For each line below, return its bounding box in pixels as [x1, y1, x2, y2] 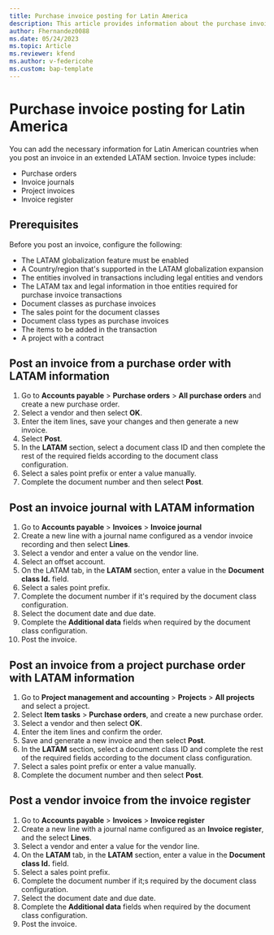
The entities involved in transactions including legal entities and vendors [20, 272, 263, 282]
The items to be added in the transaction [20, 324, 158, 334]
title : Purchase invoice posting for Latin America [9, 11, 188, 20]
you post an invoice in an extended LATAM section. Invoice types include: [9, 152, 256, 163]
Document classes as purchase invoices [20, 298, 157, 308]
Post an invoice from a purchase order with [9, 356, 232, 370]
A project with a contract [20, 333, 104, 342]
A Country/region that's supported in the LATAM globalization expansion [20, 263, 263, 273]
